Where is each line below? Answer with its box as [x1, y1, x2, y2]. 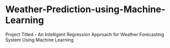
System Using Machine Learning [5, 37, 74, 43]
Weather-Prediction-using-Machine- [5, 4, 166, 15]
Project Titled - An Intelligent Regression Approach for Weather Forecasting [5, 31, 164, 37]
